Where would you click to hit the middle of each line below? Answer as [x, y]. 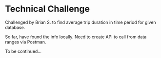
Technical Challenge [48, 9]
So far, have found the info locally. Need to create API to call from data [76, 37]
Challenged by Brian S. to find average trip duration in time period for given [80, 22]
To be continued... [23, 51]
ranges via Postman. [26, 42]
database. [15, 27]
